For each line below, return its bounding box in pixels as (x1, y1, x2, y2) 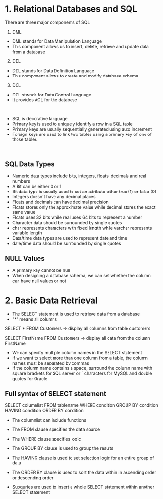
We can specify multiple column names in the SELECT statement (12, 349, 142, 355)
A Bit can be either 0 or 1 (12, 183, 62, 189)
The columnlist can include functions (12, 417, 87, 423)
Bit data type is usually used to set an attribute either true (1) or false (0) (12, 189, 157, 194)
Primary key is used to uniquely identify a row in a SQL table (12, 121, 133, 127)
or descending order (12, 475, 54, 480)
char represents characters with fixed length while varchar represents (12, 225, 152, 230)
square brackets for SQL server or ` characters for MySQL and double (12, 370, 152, 376)
